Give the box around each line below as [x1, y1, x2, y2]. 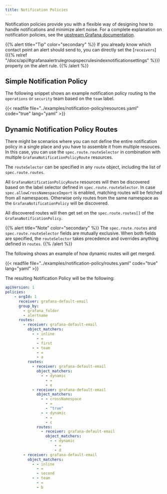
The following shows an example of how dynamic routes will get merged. [5, 250, 156, 256]
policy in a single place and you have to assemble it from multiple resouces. [5, 143, 161, 150]
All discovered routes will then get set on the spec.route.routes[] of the [5, 210, 154, 216]
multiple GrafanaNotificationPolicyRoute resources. [5, 154, 113, 160]
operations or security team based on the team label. [5, 95, 115, 101]
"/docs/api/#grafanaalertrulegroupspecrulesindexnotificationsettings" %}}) [5, 57, 160, 63]
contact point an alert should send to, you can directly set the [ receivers [5, 46, 155, 52]
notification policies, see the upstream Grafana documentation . [5, 31, 135, 37]
